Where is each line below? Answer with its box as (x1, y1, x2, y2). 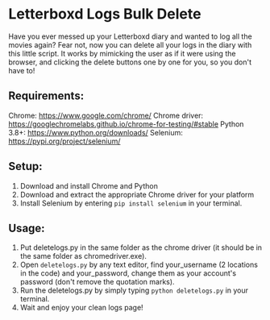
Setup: (8, 160, 43, 173)
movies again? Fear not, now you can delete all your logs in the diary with (8, 39, 252, 49)
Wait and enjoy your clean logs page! (19, 303, 143, 313)
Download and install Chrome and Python (19, 181, 159, 190)
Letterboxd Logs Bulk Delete (8, 5, 201, 23)
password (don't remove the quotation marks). (19, 277, 175, 287)
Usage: (8, 221, 46, 235)
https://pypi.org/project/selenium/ (8, 136, 121, 146)
